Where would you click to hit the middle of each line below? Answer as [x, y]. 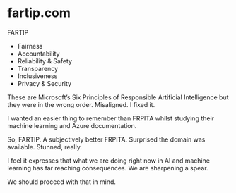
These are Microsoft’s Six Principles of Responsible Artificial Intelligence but [118, 97]
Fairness [30, 46]
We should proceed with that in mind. [62, 182]
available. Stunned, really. [45, 147]
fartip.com [39, 13]
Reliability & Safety [45, 61]
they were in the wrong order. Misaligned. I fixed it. [81, 104]
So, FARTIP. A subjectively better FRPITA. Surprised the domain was [106, 139]
